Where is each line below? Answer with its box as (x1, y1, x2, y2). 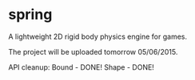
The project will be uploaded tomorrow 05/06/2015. (8, 47, 178, 56)
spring (8, 6, 53, 24)
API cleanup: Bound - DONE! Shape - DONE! (8, 62, 154, 72)
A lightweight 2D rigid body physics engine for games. (8, 32, 188, 41)
